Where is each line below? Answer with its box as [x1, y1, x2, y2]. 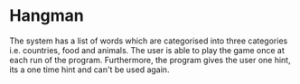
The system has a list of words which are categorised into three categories [9, 35, 288, 46]
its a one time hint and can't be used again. [9, 64, 170, 75]
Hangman [9, 5, 84, 26]
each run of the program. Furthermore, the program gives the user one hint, [9, 54, 291, 65]
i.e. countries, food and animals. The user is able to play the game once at [9, 44, 285, 55]
